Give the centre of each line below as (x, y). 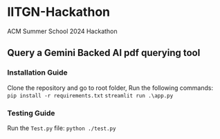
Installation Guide (37, 73)
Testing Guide (31, 113)
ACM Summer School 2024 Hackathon (62, 31)
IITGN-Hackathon (59, 12)
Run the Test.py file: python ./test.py (62, 128)
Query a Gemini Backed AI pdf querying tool (104, 53)
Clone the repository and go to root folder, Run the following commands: (110, 88)
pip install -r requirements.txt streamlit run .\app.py (90, 95)
